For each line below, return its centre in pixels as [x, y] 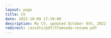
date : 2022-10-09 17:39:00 [33, 19]
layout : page [19, 10]
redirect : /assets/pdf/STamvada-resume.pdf [51, 28]
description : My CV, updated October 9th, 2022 [56, 23]
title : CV [15, 14]
